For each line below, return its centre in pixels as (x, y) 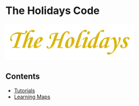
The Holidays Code (53, 11)
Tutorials (25, 90)
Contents (23, 77)
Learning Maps (32, 97)
